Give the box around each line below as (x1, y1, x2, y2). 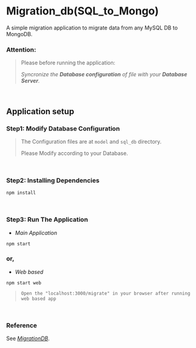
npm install (6, 190, 36, 196)
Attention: (6, 45, 37, 53)
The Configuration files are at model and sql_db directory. (20, 138, 162, 145)
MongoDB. (6, 30, 33, 37)
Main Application (14, 229, 58, 236)
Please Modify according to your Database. (20, 149, 128, 157)
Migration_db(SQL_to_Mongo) (6, 4, 159, 18)
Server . (20, 77, 40, 85)
